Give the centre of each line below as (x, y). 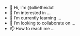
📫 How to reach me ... (32, 28)
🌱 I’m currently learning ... (35, 18)
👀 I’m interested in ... (30, 13)
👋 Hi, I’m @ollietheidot (32, 8)
